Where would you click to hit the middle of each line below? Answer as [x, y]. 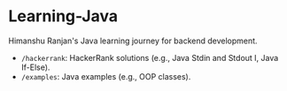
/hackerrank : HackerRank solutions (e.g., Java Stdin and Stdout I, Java [150, 57]
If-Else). [35, 67]
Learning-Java [63, 16]
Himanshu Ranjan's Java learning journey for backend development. [133, 41]
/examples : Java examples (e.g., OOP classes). [106, 76]
